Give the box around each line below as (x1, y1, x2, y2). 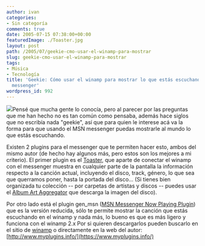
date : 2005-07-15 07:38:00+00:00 (6, 32, 92, 38)
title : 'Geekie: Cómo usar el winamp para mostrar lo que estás (6, 77, 173, 83)
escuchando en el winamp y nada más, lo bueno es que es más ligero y (6, 213, 186, 220)
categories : (6, 15, 37, 21)
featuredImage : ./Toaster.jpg (6, 37, 84, 43)
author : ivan (6, 9, 40, 15)
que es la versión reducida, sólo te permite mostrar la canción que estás (6, 206, 188, 214)
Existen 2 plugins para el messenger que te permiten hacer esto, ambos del (6, 143, 196, 150)
